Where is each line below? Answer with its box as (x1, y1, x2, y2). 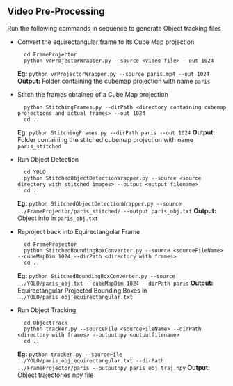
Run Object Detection (17, 155, 79, 163)
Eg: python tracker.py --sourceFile (17, 350, 123, 358)
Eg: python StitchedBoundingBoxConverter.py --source (17, 271, 176, 279)
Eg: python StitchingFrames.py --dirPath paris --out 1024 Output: (17, 128, 216, 137)
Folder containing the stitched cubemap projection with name (17, 135, 193, 144)
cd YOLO (24, 169, 47, 176)
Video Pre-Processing (7, 6, 105, 17)
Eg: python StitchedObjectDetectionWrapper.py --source (17, 199, 182, 208)
